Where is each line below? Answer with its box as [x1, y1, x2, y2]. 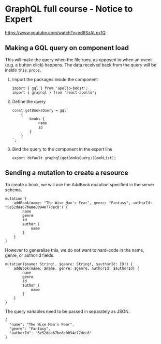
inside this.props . [5, 67, 41, 73]
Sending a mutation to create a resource [5, 169, 129, 177]
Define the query [12, 98, 46, 104]
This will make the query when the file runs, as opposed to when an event [5, 57, 152, 63]
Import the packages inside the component [12, 76, 98, 82]
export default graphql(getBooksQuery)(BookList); [12, 155, 117, 161]
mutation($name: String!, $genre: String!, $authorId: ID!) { [5, 262, 133, 266]
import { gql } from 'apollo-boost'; [12, 86, 88, 91]
